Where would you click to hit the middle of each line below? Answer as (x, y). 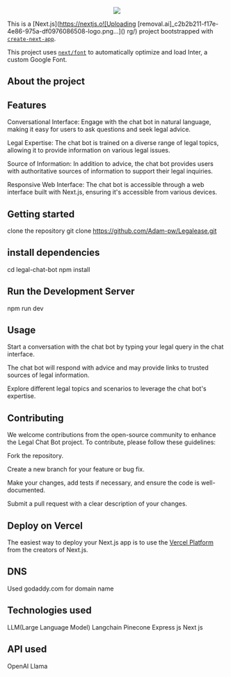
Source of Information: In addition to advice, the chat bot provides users (110, 164)
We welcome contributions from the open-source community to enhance (112, 435)
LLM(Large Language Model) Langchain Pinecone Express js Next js (105, 627)
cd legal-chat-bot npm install (49, 269)
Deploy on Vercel (45, 525)
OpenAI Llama (27, 666)
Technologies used (49, 610)
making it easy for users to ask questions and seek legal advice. (99, 130)
